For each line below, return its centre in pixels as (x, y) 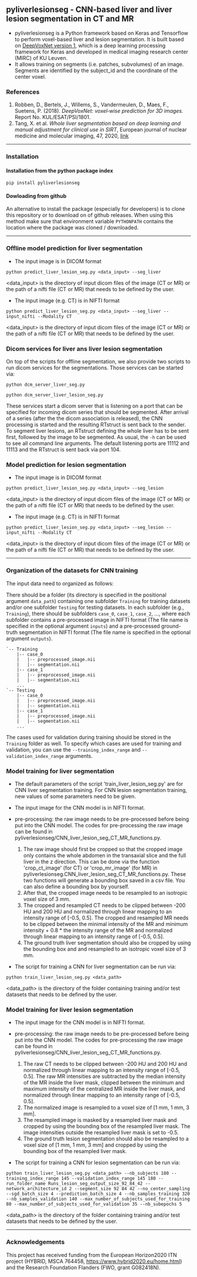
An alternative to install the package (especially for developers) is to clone (96, 209)
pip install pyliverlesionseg (43, 183)
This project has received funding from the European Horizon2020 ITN (91, 1255)
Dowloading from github (36, 196)
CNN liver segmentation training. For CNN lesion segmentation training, (101, 790)
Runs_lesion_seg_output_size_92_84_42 (95, 1184)
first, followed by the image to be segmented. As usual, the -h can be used (96, 437)
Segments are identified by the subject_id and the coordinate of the (96, 70)
